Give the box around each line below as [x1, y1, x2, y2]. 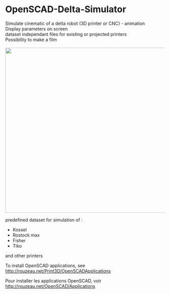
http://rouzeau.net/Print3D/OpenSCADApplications [5, 268, 111, 274]
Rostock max [12, 232, 40, 238]
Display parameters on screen [5, 25, 68, 31]
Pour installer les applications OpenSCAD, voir [5, 278, 102, 284]
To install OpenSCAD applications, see [5, 263, 86, 269]
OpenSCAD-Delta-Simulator [5, 4, 126, 15]
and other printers [5, 252, 43, 258]
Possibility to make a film [5, 37, 57, 43]
